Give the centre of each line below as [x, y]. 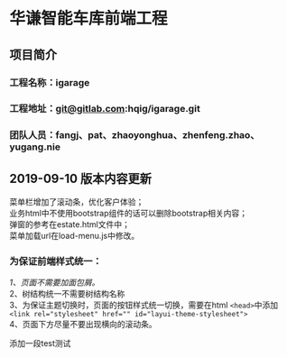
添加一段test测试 [40, 343]
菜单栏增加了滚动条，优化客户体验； [77, 202]
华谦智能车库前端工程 [89, 18]
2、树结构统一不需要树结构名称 [67, 294]
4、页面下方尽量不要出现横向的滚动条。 [83, 325]
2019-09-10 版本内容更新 [80, 178]
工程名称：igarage [50, 82]
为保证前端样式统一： [56, 261]
